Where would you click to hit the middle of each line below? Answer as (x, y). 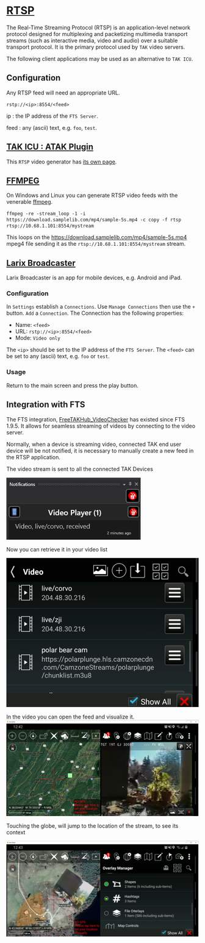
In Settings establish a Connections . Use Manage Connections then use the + (101, 307)
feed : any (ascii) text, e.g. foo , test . (52, 127)
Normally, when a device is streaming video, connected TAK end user (94, 444)
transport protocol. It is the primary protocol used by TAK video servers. (96, 47)
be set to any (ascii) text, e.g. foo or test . (58, 356)
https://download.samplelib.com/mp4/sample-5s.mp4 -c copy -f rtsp (94, 220)
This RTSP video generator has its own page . (62, 162)
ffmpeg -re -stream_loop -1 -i (46, 214)
